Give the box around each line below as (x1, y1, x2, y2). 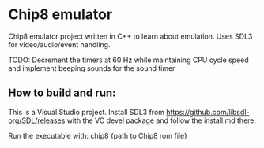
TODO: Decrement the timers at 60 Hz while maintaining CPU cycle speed (8, 55, 249, 65)
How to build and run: (8, 87, 116, 100)
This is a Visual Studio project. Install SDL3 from (8, 107, 164, 117)
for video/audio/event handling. (8, 39, 111, 49)
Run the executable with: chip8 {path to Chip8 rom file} (8, 131, 187, 140)
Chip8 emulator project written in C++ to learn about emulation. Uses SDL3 (8, 31, 253, 41)
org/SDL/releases (8, 116, 66, 125)
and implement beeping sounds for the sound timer (8, 63, 175, 72)
